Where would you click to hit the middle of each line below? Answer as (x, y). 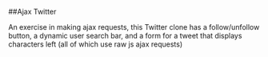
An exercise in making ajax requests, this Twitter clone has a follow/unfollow (134, 27)
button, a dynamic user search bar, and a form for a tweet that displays (125, 36)
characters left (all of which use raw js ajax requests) (96, 44)
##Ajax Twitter (32, 12)
